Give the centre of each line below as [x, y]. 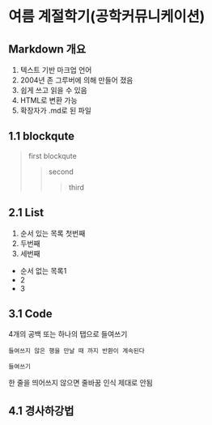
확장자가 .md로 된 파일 [55, 110]
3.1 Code [30, 314]
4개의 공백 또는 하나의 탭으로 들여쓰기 [68, 334]
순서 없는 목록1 [43, 270]
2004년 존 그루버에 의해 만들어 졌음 [76, 80]
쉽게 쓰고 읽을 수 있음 [53, 90]
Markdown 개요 [47, 49]
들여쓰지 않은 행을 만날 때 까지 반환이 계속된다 [76, 351]
